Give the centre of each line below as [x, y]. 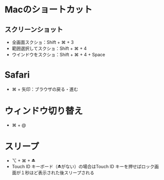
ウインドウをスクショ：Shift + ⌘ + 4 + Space [58, 55]
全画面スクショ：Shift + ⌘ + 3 [43, 42]
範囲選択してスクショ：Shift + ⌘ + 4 [49, 48]
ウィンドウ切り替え [44, 111]
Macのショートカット [49, 10]
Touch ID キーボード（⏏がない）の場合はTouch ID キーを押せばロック [83, 166]
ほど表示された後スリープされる [62, 173]
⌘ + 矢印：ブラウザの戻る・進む [45, 89]
